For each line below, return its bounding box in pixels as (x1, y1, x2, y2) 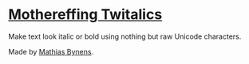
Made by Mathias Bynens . (8, 47, 94, 56)
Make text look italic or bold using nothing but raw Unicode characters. (8, 32, 242, 41)
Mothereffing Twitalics (8, 6, 163, 24)
